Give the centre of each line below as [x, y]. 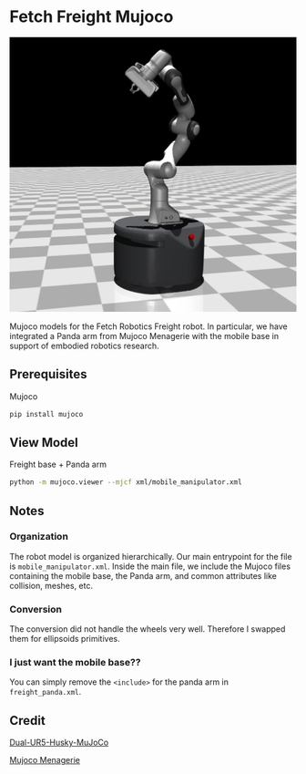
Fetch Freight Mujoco [92, 17]
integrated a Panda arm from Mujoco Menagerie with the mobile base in [144, 335]
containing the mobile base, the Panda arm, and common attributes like [143, 575]
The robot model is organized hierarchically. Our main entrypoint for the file [151, 556]
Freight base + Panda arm [58, 464]
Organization [39, 537]
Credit [27, 721]
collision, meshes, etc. [51, 585]
